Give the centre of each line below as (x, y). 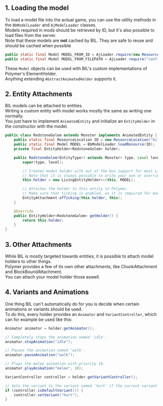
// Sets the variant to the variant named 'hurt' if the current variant (81, 386)
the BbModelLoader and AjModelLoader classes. (51, 25)
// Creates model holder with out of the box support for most (88, 171)
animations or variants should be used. (44, 309)
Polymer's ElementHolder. (31, 74)
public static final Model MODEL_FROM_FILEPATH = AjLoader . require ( (76, 59)
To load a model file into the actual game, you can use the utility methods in (81, 19)
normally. (14, 116)
